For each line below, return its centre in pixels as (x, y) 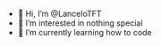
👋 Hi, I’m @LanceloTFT (59, 14)
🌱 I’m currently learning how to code (85, 32)
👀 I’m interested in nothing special (80, 23)
